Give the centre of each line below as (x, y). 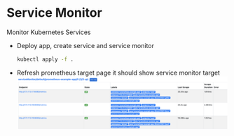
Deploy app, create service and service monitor (85, 45)
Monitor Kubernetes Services (49, 32)
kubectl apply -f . (45, 59)
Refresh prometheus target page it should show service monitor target (118, 73)
